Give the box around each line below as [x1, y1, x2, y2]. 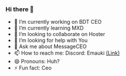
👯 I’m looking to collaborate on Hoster [13, 31, 105, 38]
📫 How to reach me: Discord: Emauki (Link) [13, 49, 120, 57]
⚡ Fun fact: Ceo [13, 64, 52, 71]
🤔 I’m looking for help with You [13, 37, 88, 44]
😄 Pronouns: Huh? [13, 58, 60, 65]
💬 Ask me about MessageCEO [13, 43, 87, 50]
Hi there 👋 [5, 5, 35, 13]
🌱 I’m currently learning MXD [13, 24, 84, 31]
